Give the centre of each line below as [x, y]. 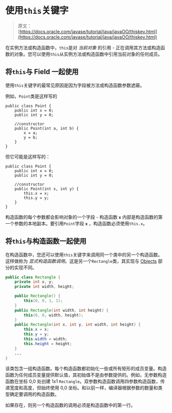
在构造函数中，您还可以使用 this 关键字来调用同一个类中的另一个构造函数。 [84, 255]
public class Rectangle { [33, 277]
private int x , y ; [34, 282]
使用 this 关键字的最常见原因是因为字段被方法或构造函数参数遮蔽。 [75, 85]
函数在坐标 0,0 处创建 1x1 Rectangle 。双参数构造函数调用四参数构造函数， [83, 382]
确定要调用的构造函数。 [34, 394]
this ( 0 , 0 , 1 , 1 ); [43, 301]
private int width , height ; [44, 287]
